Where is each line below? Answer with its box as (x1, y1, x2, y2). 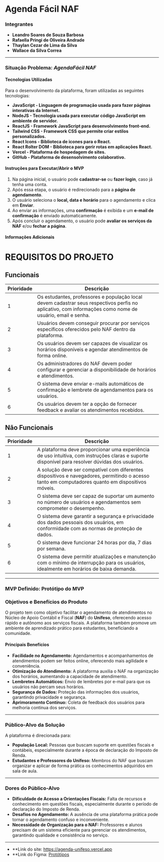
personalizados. (12, 133, 46, 139)
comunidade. (5, 630, 32, 636)
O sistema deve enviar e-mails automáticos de (37, 380, 144, 387)
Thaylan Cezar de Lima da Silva (12, 43, 77, 48)
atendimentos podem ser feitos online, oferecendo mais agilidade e (12, 657, 148, 664)
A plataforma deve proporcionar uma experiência (37, 446, 150, 453)
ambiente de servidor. (12, 117, 58, 123)
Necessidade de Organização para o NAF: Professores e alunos (12, 822, 143, 828)
